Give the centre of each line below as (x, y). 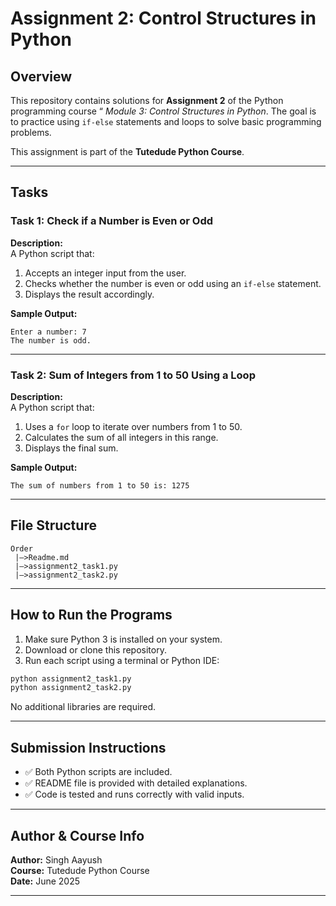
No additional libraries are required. (83, 707)
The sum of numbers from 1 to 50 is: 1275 (100, 485)
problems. (31, 132)
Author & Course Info (77, 835)
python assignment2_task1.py (71, 678)
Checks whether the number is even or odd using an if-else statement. (173, 283)
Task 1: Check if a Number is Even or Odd (112, 221)
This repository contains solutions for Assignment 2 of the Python (147, 100)
